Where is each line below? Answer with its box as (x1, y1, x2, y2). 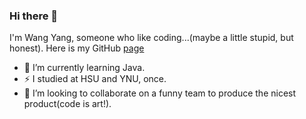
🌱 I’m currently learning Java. (23, 62, 146, 74)
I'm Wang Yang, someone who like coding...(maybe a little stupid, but (9, 32, 294, 44)
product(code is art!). (23, 98, 112, 110)
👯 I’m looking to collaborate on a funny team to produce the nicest (23, 87, 297, 99)
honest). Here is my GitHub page (9, 42, 145, 54)
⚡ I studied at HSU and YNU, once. (23, 73, 167, 85)
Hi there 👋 (9, 9, 59, 23)
